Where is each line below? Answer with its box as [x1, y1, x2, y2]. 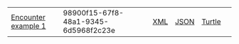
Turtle [201, 17, 221, 27]
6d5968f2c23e [63, 26, 116, 35]
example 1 [11, 21, 46, 31]
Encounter [11, 13, 46, 22]
